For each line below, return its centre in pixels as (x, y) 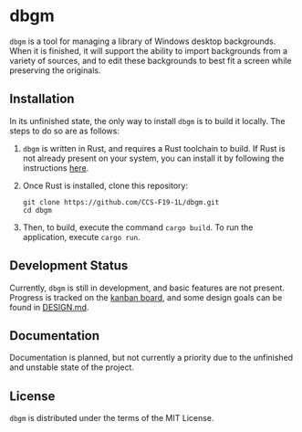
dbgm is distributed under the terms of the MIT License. (112, 418)
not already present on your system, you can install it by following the (153, 158)
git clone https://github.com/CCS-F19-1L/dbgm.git (121, 202)
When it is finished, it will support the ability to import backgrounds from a (149, 50)
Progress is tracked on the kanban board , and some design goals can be (146, 297)
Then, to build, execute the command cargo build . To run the (138, 227)
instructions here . (56, 168)
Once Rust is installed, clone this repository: (105, 185)
